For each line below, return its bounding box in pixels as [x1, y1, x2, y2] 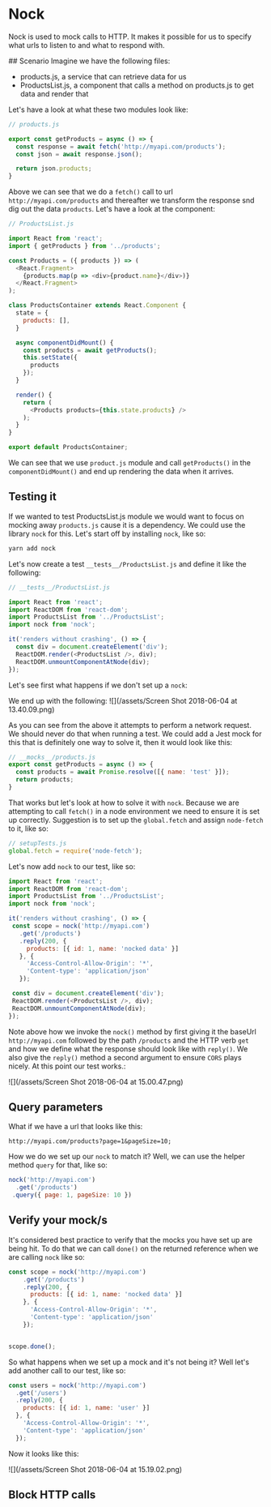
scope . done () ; [8, 1342, 57, 1351]
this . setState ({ [23, 353, 78, 362]
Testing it [8, 490, 57, 503]
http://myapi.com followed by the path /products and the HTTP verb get [8, 1035, 249, 1045]
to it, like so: [8, 824, 49, 833]
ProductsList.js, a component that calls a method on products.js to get [19, 80, 255, 90]
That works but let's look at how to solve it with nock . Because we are [8, 798, 240, 807]
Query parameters [8, 1100, 104, 1114]
